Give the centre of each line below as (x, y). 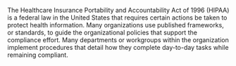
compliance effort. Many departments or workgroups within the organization (118, 40)
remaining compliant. (38, 55)
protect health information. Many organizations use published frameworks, (116, 25)
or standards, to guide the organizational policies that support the (102, 32)
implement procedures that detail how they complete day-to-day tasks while (118, 47)
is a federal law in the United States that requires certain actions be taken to (117, 18)
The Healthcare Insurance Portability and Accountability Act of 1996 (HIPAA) (118, 10)
